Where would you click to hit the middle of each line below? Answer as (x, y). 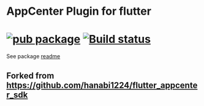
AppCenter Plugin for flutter (79, 11)
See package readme (33, 56)
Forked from (30, 76)
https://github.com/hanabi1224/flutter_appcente (102, 85)
